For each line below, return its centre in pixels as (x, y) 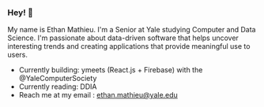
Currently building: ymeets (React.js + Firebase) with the (111, 70)
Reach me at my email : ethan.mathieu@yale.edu (98, 95)
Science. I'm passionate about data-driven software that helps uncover (123, 38)
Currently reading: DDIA (58, 87)
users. (18, 55)
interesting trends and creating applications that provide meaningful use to (129, 46)
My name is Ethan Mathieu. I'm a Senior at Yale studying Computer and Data (132, 30)
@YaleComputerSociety (58, 79)
